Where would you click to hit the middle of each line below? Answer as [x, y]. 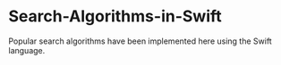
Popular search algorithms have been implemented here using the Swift [140, 41]
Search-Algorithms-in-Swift [115, 16]
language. [27, 50]
